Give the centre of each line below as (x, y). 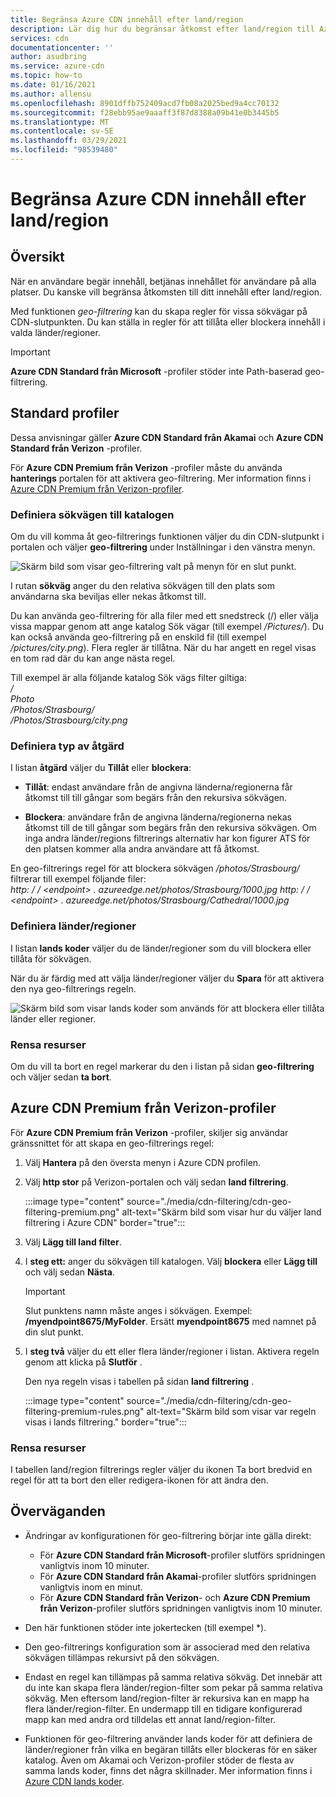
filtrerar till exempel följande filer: (78, 879)
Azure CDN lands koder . (74, 1781)
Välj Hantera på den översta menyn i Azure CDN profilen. (143, 1162)
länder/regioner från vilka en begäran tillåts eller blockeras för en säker (171, 1749)
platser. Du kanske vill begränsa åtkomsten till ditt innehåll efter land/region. (166, 292)
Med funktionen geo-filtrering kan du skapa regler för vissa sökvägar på (159, 311)
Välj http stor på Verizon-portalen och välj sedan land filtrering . (156, 1182)
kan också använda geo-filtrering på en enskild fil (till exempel (138, 637)
